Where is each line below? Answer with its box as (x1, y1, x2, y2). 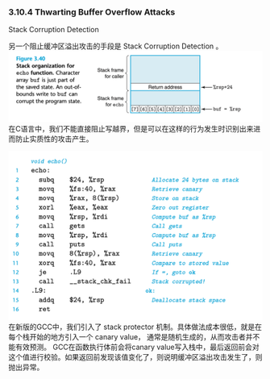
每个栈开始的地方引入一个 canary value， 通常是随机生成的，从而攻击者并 (8, 332, 253, 342)
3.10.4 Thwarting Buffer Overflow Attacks (8, 6, 176, 18)
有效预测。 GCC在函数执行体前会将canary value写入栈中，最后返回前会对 (15, 342, 260, 352)
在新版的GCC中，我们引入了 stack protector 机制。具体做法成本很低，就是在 (8, 322, 263, 332)
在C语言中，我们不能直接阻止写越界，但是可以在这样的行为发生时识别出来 (8, 124, 254, 134)
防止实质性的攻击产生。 (15, 134, 93, 144)
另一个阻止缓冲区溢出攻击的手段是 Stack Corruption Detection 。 (8, 41, 223, 51)
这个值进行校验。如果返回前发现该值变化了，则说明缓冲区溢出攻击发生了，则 (8, 352, 263, 362)
